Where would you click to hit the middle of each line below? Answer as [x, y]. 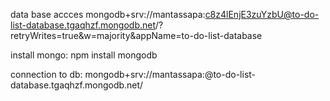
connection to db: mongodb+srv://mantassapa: [107, 74]
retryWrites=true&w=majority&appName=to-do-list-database [136, 35]
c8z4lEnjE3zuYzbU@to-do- [262, 14]
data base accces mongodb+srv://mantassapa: [108, 14]
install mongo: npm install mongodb [84, 55]
